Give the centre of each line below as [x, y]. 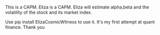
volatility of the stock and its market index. [49, 12]
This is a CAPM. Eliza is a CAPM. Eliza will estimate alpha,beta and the [77, 7]
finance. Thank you [25, 27]
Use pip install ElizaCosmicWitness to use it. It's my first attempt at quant [80, 22]
